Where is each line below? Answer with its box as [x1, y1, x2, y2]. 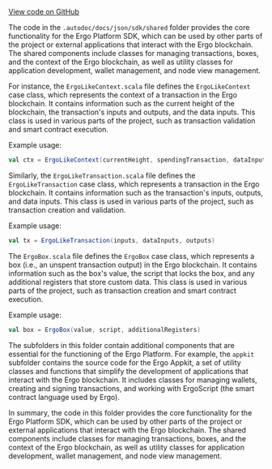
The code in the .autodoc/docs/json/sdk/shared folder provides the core [8, 23, 250, 32]
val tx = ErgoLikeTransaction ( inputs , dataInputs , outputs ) [8, 236, 216, 244]
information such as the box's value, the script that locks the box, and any [8, 268, 255, 278]
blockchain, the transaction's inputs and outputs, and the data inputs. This [8, 107, 256, 117]
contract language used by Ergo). [8, 392, 120, 402]
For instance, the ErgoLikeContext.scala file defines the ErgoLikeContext [8, 81, 251, 91]
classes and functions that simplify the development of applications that [8, 366, 249, 376]
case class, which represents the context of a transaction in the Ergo [8, 90, 237, 100]
